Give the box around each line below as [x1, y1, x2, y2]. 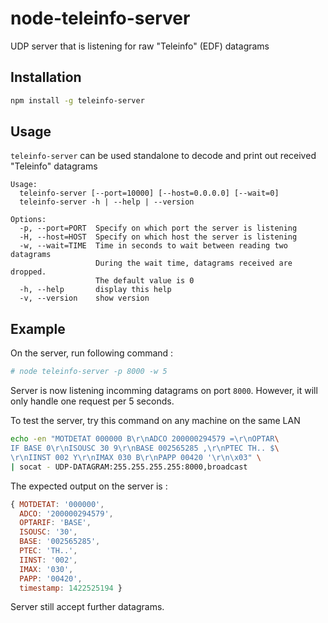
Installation [10, 69, 82, 86]
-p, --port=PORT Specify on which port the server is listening [19, 223, 298, 234]
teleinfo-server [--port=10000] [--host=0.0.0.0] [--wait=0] [19, 188, 280, 199]
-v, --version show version [19, 293, 150, 304]
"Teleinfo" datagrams [10, 160, 98, 172]
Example [10, 320, 66, 337]
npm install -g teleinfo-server [10, 95, 145, 106]
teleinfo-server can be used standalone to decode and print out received [10, 150, 317, 162]
